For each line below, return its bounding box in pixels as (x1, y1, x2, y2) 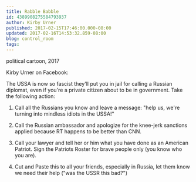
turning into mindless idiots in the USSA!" (14, 110, 114, 117)
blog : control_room (6, 36, 54, 42)
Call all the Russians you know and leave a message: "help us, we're (14, 104, 180, 111)
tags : (6, 42, 19, 48)
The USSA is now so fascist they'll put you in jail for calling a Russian (6, 80, 173, 87)
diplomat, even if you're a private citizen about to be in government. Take (6, 86, 183, 93)
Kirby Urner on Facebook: (6, 69, 69, 76)
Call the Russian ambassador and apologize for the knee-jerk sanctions (14, 122, 188, 129)
